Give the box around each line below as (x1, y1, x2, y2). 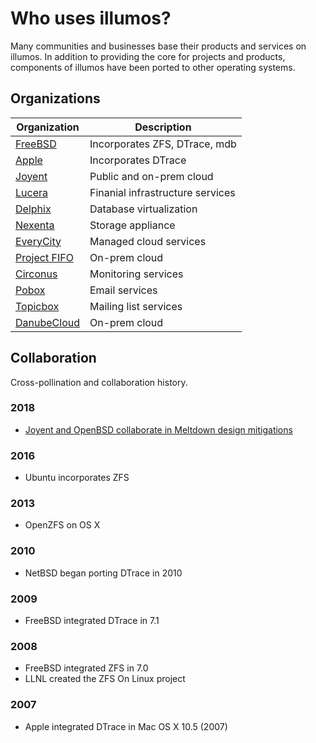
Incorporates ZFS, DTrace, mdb (89, 137, 237, 151)
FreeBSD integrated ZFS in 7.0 (24, 662, 149, 674)
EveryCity (15, 234, 62, 248)
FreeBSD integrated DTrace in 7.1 (24, 615, 160, 627)
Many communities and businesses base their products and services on (10, 40, 307, 52)
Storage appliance (89, 218, 176, 232)
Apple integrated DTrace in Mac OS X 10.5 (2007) (24, 720, 228, 732)
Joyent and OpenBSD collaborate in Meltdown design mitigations (24, 423, 293, 436)
